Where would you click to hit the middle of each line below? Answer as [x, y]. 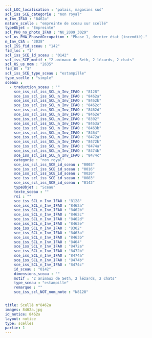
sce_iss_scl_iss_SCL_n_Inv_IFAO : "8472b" [58, 142]
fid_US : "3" [18, 69]
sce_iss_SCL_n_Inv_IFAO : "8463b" [49, 237]
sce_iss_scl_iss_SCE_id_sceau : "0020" [54, 174]
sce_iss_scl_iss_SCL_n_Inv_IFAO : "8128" [56, 92]
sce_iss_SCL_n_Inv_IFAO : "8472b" [49, 251]
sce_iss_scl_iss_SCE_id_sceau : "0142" [54, 183]
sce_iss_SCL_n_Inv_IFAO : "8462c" [49, 215]
